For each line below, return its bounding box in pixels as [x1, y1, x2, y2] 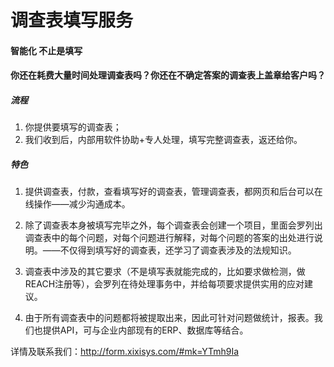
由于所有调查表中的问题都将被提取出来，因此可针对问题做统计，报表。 [24, 312, 315, 324]
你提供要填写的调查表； [24, 121, 122, 133]
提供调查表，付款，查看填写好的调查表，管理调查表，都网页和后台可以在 [24, 186, 323, 198]
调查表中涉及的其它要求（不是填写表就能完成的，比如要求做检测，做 [24, 266, 306, 278]
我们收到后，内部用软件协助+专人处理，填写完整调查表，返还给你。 [24, 134, 303, 146]
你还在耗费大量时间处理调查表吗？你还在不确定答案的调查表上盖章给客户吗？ [10, 69, 326, 81]
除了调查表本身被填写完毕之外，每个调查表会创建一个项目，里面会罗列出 [24, 219, 323, 231]
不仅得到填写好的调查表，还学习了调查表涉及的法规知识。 [59, 244, 297, 256]
